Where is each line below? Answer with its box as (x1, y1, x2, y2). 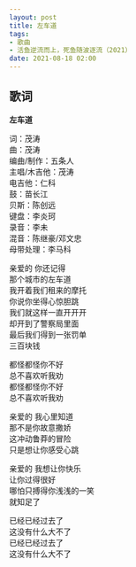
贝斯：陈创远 (9, 199, 56, 210)
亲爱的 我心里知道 (9, 411, 73, 422)
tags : (9, 29, 29, 38)
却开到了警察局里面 (9, 318, 79, 329)
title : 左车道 (9, 21, 57, 30)
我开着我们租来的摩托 (9, 284, 87, 295)
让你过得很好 (9, 474, 56, 485)
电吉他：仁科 (9, 177, 56, 188)
